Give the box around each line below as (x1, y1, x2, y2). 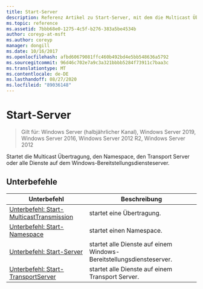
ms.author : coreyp (6, 37, 53, 43)
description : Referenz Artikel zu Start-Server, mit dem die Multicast (6, 15, 190, 21)
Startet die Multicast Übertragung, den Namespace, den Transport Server (6, 153, 190, 160)
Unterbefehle (6, 177, 57, 187)
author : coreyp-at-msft (6, 32, 66, 38)
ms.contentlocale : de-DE (6, 71, 69, 77)
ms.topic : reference (6, 20, 59, 26)
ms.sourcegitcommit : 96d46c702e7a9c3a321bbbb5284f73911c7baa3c (6, 59, 169, 65)
